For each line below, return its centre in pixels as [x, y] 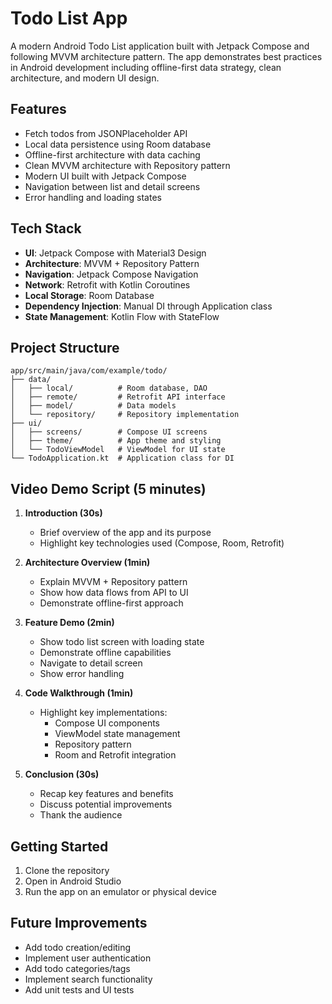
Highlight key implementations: [103, 713]
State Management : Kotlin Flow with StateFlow [122, 316]
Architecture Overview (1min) [87, 563]
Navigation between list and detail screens [112, 186]
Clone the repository [67, 870]
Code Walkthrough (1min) [79, 693]
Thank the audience [81, 815]
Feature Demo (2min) [69, 623]
